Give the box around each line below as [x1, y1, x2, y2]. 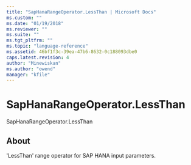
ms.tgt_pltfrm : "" [6, 37, 53, 43]
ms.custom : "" [6, 15, 43, 21]
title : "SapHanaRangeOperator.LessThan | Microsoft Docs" [6, 9, 156, 15]
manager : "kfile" [6, 71, 50, 78]
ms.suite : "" [6, 32, 40, 38]
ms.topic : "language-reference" [6, 43, 88, 50]
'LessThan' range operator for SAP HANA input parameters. [6, 152, 156, 159]
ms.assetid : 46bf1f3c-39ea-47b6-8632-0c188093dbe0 [6, 49, 137, 55]
